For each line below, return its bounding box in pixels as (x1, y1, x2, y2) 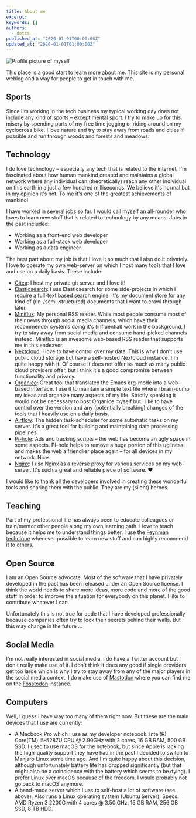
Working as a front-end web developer (14, 231, 108, 238)
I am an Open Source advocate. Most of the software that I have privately (6, 574, 183, 581)
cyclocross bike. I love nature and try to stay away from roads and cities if (6, 126, 184, 133)
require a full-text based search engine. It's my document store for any (14, 292, 185, 299)
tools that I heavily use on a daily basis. (14, 410, 109, 417)
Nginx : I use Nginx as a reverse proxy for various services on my (14, 460, 171, 467)
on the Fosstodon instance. (6, 680, 72, 687)
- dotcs (11, 31, 30, 36)
